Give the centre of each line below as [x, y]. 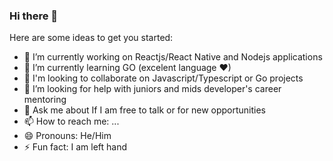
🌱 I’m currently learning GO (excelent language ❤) [127, 68]
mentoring [45, 100]
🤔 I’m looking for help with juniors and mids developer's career [152, 89]
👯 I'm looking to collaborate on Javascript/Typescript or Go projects [163, 78]
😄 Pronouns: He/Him [67, 136]
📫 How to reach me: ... [71, 121]
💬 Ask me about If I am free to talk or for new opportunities [145, 110]
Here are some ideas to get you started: [91, 38]
